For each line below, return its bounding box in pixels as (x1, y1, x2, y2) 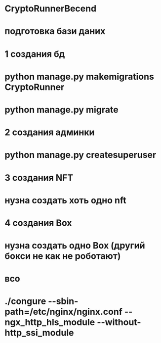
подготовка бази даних (4, 26, 106, 37)
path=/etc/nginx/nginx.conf (4, 306, 123, 317)
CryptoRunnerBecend (4, 3, 97, 14)
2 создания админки (4, 127, 95, 138)
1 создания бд (4, 48, 65, 59)
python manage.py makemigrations (4, 71, 154, 82)
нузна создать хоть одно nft (4, 195, 126, 206)
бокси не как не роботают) (4, 250, 121, 262)
